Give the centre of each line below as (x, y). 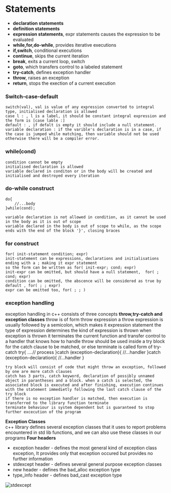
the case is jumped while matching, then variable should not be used (82, 134)
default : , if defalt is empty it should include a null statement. (81, 125)
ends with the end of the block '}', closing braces (63, 231)
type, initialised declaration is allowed (51, 112)
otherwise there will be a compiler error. (52, 139)
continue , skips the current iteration (51, 56)
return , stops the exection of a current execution (64, 83)
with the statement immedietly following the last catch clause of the (83, 390)
